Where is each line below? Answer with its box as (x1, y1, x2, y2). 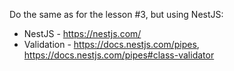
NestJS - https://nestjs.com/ (23, 28, 142, 39)
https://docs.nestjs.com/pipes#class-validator (23, 49, 215, 61)
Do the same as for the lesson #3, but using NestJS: (9, 9, 224, 20)
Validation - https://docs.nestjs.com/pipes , (23, 39, 200, 50)
